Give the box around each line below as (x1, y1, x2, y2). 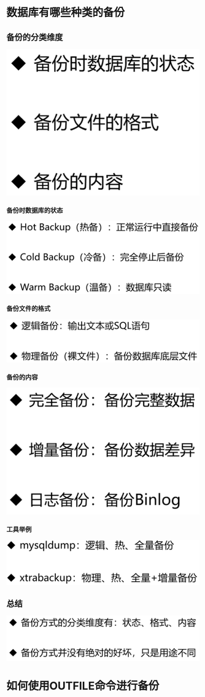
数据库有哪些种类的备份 (6, 6, 125, 20)
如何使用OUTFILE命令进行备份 (6, 679, 160, 693)
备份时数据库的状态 (6, 206, 63, 215)
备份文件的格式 (6, 304, 51, 313)
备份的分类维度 (6, 32, 63, 42)
